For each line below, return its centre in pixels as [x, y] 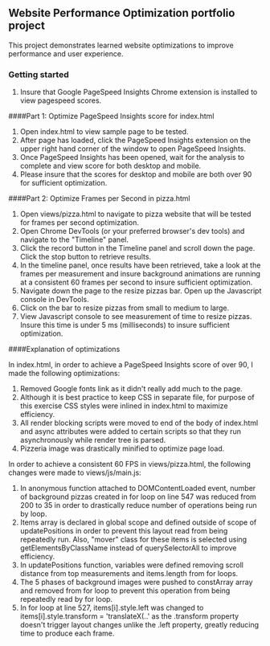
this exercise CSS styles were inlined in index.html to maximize [124, 406]
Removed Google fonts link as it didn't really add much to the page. [131, 389]
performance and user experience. [66, 53]
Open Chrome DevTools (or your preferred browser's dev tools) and [132, 231]
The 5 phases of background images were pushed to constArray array [136, 583]
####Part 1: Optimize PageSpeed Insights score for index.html [111, 117]
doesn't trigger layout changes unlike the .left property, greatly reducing [139, 625]
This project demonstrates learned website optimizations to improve [121, 45]
